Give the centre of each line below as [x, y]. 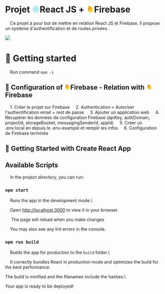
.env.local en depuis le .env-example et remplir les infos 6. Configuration [81, 128]
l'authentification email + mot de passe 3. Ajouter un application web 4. [82, 112]
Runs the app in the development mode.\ [51, 201]
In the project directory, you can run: [47, 177]
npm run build [22, 242]
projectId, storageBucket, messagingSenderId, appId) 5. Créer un [74, 122]
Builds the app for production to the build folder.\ [60, 253]
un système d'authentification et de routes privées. [57, 28]
